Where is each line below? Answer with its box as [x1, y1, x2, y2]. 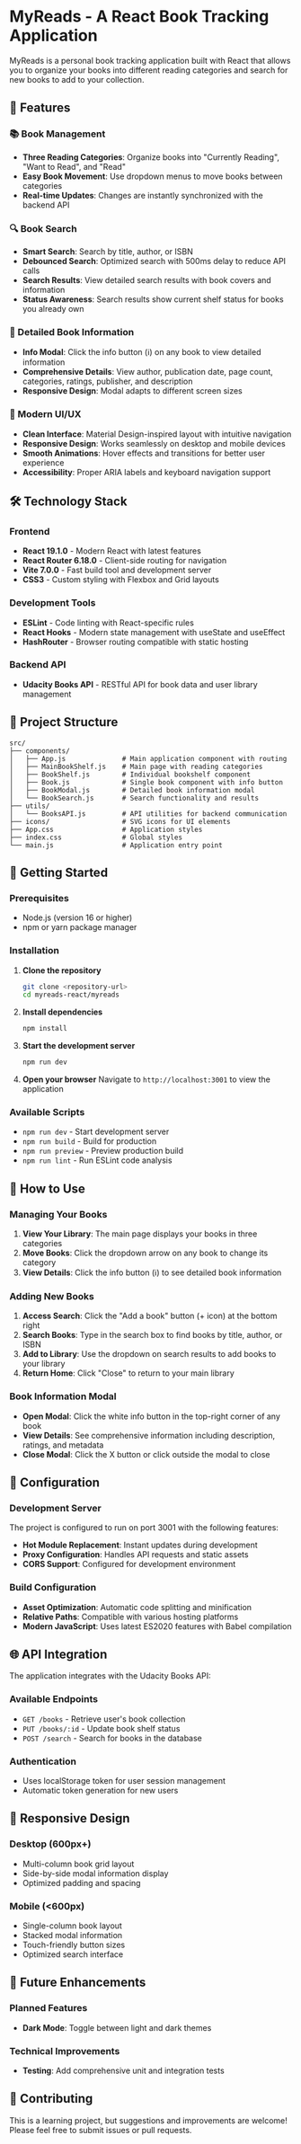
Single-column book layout [22, 1920, 123, 1931]
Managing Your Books [9, 1208, 108, 1220]
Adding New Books [9, 1290, 94, 1302]
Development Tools [9, 597, 96, 609]
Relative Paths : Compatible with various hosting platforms [22, 1611, 239, 1622]
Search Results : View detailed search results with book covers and [22, 274, 271, 285]
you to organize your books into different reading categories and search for [9, 65, 288, 75]
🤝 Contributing [9, 2091, 93, 2106]
